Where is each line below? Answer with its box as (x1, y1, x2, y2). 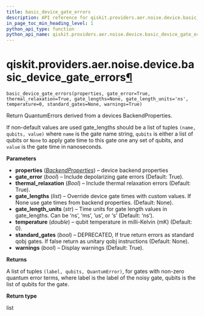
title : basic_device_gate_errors (6, 9, 91, 15)
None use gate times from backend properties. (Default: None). (15, 199, 174, 207)
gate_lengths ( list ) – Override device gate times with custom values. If (15, 193, 191, 200)
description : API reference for (6, 15, 88, 21)
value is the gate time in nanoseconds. (6, 143, 103, 151)
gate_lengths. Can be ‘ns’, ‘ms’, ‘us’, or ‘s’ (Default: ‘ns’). (15, 212, 154, 219)
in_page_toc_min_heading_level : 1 (6, 20, 94, 26)
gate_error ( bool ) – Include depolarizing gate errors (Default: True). (15, 173, 184, 180)
